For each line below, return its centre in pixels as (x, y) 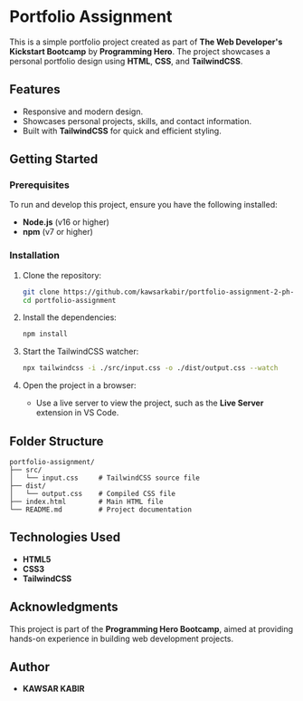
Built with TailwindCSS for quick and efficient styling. (122, 131)
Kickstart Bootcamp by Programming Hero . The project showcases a (140, 51)
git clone (41, 292)
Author (29, 667)
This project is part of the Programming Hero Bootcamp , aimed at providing (151, 628)
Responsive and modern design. (83, 112)
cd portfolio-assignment (69, 300)
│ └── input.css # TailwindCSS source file (105, 478)
